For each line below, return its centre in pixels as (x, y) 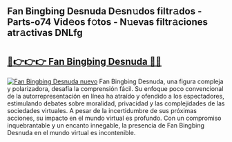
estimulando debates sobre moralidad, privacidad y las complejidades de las (116, 103)
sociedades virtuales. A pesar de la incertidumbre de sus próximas (102, 111)
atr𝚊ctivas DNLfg (45, 33)
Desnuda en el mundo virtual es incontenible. (71, 133)
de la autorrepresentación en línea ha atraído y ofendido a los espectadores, (116, 96)
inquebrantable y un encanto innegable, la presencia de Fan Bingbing (106, 125)
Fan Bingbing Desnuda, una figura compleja (161, 81)
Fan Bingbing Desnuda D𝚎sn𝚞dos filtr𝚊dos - (105, 11)
